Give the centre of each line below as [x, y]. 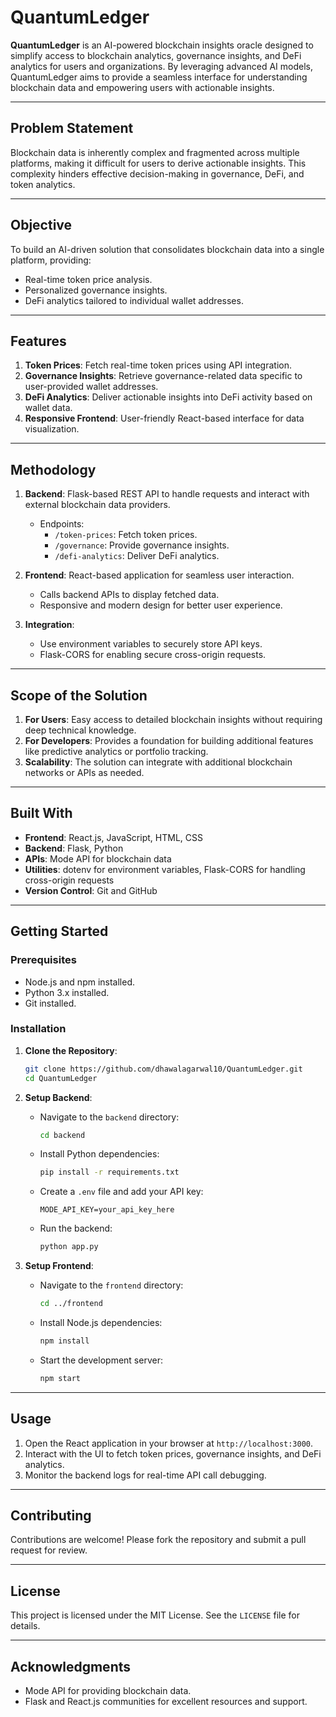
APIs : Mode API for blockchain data [98, 858]
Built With [41, 813]
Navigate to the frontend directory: [111, 1285]
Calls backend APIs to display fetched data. [129, 595]
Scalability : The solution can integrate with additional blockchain [158, 762]
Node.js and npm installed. [80, 982]
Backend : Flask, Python [74, 848]
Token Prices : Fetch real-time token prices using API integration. [158, 365]
